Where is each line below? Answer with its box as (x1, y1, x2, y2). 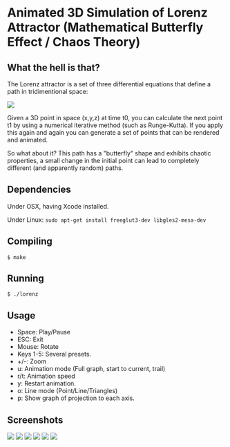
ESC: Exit (17, 335, 44, 343)
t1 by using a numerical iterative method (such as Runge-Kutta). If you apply (7, 121, 223, 129)
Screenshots (7, 414, 64, 426)
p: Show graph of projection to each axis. (17, 394, 135, 402)
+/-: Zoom (17, 357, 47, 365)
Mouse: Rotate (17, 343, 59, 351)
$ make (7, 254, 26, 260)
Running (7, 273, 45, 285)
